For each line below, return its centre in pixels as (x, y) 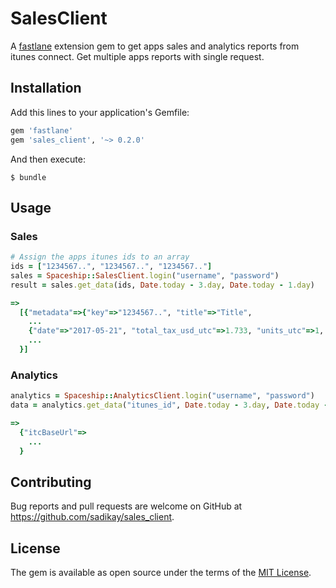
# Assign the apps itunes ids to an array (100, 257)
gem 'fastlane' (42, 130)
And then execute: (48, 159)
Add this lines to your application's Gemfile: (100, 112)
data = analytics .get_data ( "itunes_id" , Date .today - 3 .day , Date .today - (169, 405)
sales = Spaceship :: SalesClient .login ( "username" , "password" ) (145, 275)
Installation (46, 88)
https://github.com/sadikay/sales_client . (92, 517)
